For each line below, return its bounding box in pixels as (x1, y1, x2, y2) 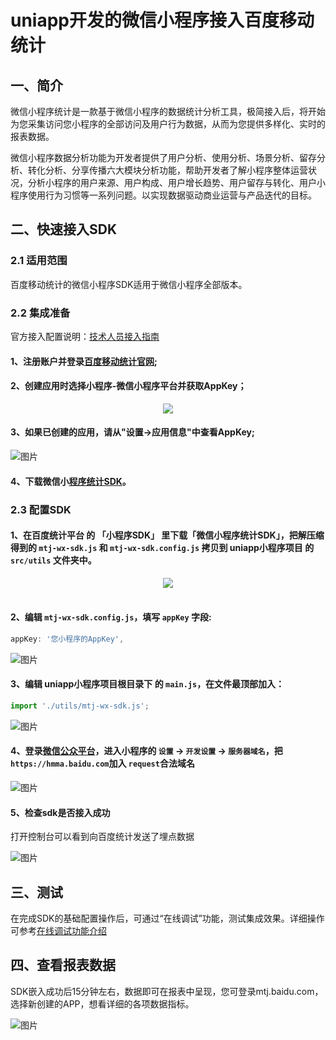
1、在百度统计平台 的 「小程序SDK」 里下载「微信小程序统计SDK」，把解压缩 (10, 529, 325, 541)
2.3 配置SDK (10, 502, 72, 516)
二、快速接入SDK (10, 221, 118, 238)
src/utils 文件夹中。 (10, 554, 97, 566)
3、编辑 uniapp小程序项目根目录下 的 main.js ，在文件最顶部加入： (10, 678, 285, 690)
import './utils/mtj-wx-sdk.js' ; (10, 701, 150, 711)
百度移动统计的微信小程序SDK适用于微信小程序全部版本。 (10, 278, 248, 290)
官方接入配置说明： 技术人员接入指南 (10, 330, 160, 342)
